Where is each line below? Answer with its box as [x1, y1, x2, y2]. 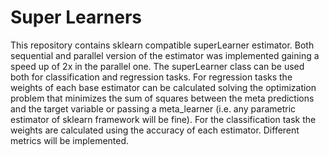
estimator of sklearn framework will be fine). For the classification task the [10, 113, 317, 125]
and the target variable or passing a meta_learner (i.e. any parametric [10, 102, 297, 115]
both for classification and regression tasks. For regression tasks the [10, 71, 293, 83]
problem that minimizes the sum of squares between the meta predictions [10, 92, 315, 104]
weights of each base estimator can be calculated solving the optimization [10, 81, 317, 93]
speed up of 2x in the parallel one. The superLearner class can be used [10, 60, 305, 72]
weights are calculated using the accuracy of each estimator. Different [10, 124, 300, 136]
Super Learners [10, 6, 142, 29]
